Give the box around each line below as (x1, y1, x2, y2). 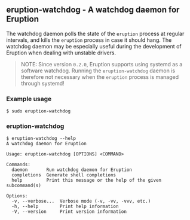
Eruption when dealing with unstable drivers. (6, 49, 117, 56)
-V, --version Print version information (11, 209, 127, 215)
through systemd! (20, 80, 65, 87)
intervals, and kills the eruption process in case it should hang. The (6, 36, 172, 44)
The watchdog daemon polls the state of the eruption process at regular (6, 30, 185, 37)
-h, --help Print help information (11, 203, 119, 210)
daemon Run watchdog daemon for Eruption (11, 167, 133, 173)
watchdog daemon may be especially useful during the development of (6, 42, 182, 50)
